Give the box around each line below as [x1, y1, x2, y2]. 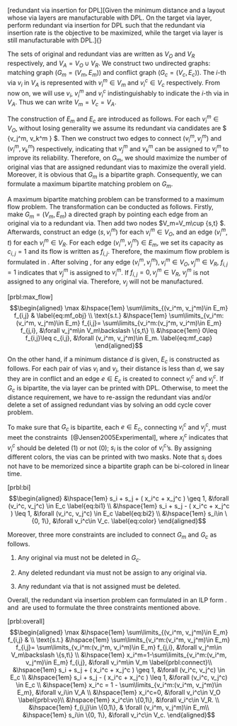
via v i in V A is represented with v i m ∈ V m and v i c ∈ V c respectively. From [7, 77, 221, 88]
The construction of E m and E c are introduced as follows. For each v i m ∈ [7, 113, 219, 124]
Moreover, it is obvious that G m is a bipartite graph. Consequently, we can [7, 170, 223, 180]
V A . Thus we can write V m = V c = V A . [7, 98, 117, 108]
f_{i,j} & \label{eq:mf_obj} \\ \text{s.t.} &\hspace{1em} [13, 311, 168, 320]
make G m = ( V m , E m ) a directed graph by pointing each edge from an [7, 210, 208, 220]
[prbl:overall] [7, 617, 45, 626]
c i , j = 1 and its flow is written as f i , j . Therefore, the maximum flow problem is [7, 247, 230, 257]
